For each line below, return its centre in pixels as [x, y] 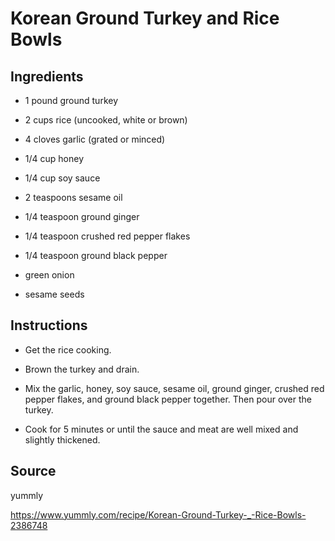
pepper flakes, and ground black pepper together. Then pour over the [168, 399]
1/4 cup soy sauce [62, 178]
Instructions [49, 325]
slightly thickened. [62, 439]
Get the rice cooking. [68, 349]
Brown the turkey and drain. [82, 369]
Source [33, 471]
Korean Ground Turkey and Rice [145, 18]
